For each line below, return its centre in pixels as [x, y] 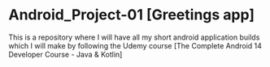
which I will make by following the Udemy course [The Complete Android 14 [135, 45]
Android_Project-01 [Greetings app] [131, 15]
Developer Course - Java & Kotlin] [65, 54]
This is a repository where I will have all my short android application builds [134, 37]
